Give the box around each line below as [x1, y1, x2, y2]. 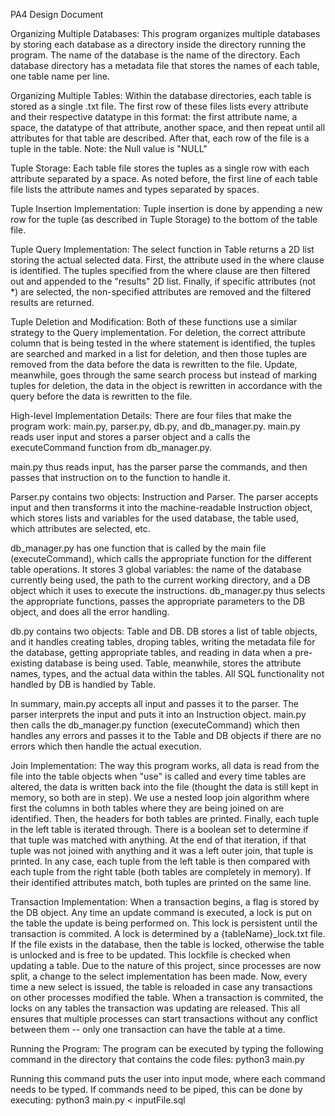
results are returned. [10, 297, 95, 308]
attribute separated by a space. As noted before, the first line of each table [10, 173, 318, 184]
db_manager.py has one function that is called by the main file [10, 542, 267, 554]
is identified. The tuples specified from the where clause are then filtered [10, 265, 311, 276]
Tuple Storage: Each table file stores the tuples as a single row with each [10, 162, 310, 174]
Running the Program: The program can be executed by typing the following [10, 1043, 324, 1054]
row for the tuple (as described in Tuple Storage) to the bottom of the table [10, 214, 318, 225]
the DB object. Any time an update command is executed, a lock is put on [10, 907, 312, 918]
